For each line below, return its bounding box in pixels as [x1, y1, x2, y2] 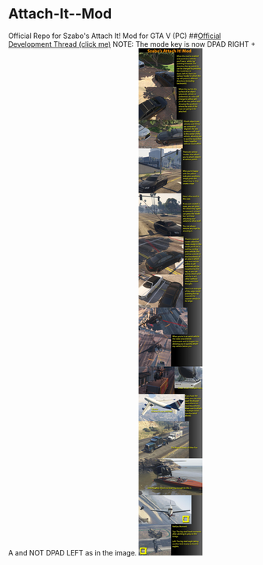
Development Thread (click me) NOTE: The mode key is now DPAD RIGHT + [8, 39, 256, 48]
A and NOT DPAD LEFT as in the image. [8, 548, 137, 557]
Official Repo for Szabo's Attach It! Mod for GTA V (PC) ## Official [8, 31, 222, 40]
